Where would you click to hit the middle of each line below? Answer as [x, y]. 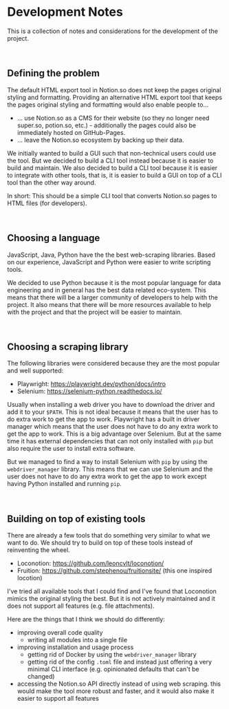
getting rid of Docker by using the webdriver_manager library [112, 655]
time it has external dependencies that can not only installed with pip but [110, 441]
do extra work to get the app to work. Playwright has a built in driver [103, 419]
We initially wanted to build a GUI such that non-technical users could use [112, 153]
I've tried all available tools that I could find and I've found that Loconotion [112, 591]
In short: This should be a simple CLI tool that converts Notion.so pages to [112, 195]
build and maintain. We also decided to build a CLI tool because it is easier [112, 168]
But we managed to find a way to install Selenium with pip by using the [107, 462]
